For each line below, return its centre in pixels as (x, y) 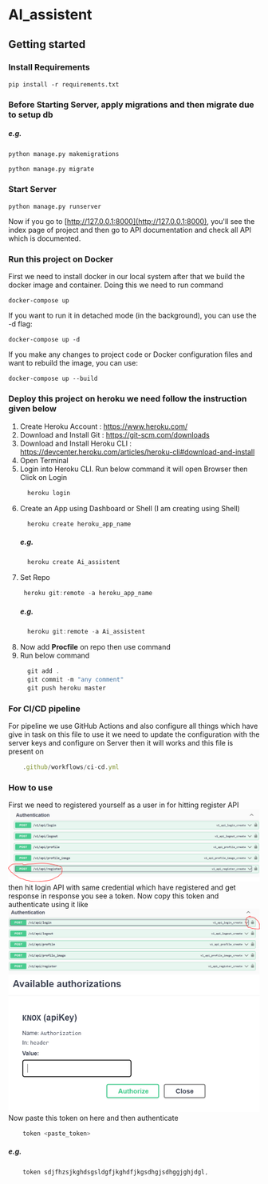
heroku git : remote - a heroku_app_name (88, 594)
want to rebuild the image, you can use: (73, 363)
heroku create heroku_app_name (79, 524)
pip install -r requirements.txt (64, 84)
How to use (31, 787)
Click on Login (43, 477)
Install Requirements (49, 67)
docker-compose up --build (53, 379)
